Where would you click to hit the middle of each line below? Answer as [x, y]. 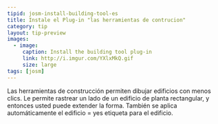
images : [18, 39]
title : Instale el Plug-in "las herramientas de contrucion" [97, 20]
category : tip [28, 26]
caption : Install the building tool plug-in [87, 52]
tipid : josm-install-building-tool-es [63, 13]
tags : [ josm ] [26, 71]
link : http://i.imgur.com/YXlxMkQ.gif [78, 59]
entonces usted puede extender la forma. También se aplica [92, 105]
